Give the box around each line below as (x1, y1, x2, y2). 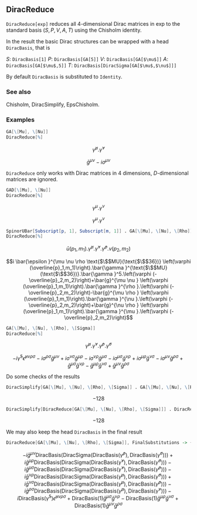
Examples (6, 116, 35, 124)
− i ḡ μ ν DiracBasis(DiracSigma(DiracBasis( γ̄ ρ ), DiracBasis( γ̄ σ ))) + (22, 450, 174, 458)
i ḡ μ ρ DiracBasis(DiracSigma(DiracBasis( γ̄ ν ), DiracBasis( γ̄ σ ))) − (24, 458, 172, 466)
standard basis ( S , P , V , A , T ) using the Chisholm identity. (6, 26, 142, 33)
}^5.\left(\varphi (114, 270, 151, 277)
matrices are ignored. (6, 176, 58, 183)
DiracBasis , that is (6, 44, 50, 51)
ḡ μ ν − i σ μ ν (86, 157, 111, 165)
